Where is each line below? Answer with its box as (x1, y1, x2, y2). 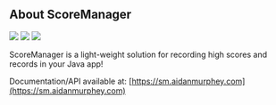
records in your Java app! (9, 58, 104, 69)
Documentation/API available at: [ (9, 76, 132, 86)
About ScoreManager (9, 7, 132, 22)
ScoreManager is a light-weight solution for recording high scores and (9, 49, 268, 60)
